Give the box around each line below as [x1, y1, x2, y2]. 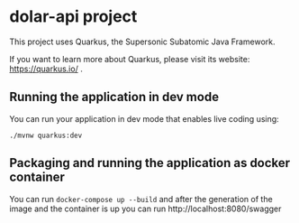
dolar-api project [9, 6, 138, 27]
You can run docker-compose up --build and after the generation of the [9, 193, 273, 204]
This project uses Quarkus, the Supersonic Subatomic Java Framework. [9, 36, 276, 47]
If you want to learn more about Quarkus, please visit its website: [9, 53, 250, 64]
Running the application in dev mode [9, 89, 219, 105]
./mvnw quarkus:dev [9, 131, 83, 140]
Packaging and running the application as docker [9, 155, 291, 171]
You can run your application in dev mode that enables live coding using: [9, 113, 279, 124]
